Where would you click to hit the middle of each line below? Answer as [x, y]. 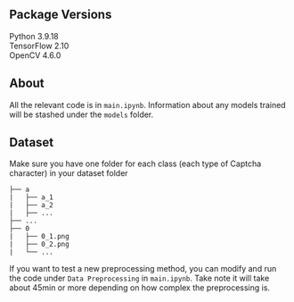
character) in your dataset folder [69, 173]
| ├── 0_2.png [39, 245]
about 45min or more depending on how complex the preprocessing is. [139, 288]
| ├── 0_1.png [39, 237]
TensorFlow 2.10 [39, 46]
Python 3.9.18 [34, 36]
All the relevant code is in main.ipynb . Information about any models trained [148, 105]
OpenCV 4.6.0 [35, 55]
